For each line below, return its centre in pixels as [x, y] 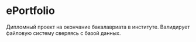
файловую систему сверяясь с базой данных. [63, 33]
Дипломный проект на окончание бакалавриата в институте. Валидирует [98, 27]
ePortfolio [31, 11]
